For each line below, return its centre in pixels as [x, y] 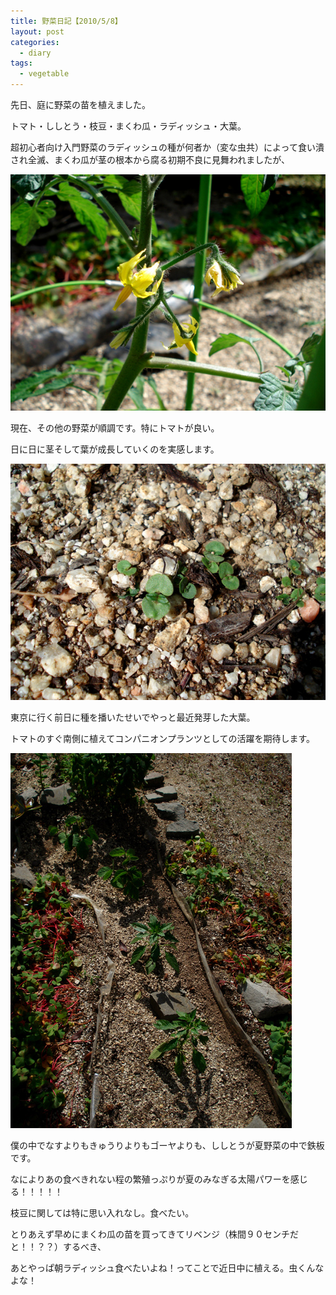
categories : [35, 42]
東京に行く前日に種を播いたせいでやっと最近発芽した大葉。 [133, 717]
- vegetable [44, 74]
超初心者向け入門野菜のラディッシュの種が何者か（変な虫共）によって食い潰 [167, 147]
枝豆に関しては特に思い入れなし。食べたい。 [102, 1213]
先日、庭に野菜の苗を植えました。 [80, 104]
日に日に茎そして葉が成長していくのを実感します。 [115, 449]
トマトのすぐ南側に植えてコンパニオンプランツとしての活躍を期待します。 [163, 738]
